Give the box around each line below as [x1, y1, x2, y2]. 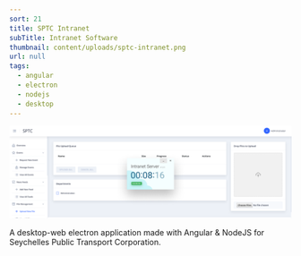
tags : [9, 62, 30, 71]
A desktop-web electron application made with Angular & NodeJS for [9, 226, 265, 237]
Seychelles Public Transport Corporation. [9, 236, 161, 247]
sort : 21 [9, 14, 42, 23]
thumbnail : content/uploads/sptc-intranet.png [9, 43, 186, 52]
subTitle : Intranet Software [9, 33, 118, 42]
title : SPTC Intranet [9, 23, 90, 33]
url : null [9, 52, 47, 62]
